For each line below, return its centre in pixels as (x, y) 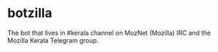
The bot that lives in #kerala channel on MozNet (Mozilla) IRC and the (109, 33)
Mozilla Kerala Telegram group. (53, 40)
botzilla (30, 13)
